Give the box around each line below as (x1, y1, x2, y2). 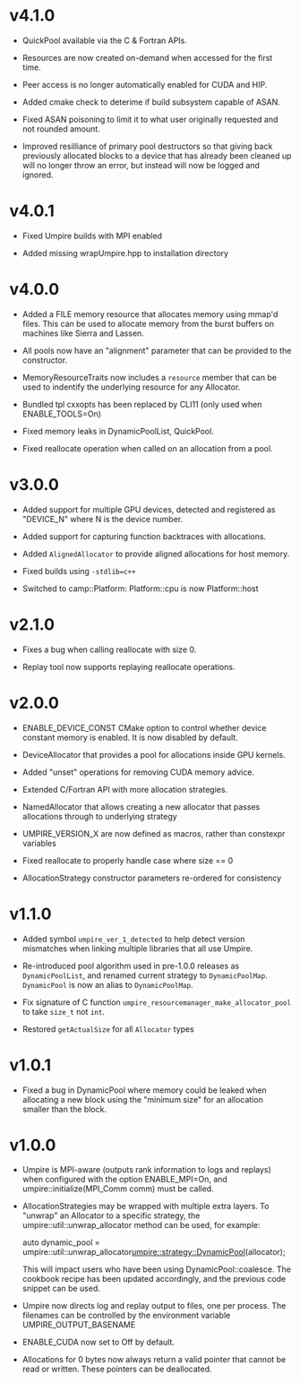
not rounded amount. (21, 123, 100, 134)
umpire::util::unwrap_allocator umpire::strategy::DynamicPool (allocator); (21, 1247, 286, 1258)
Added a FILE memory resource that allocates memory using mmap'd (21, 308, 279, 319)
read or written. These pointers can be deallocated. (21, 1363, 212, 1375)
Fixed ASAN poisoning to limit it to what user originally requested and (21, 114, 279, 125)
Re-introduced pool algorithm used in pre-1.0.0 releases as (21, 960, 240, 971)
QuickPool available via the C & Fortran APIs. (21, 35, 188, 46)
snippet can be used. (21, 1283, 100, 1294)
